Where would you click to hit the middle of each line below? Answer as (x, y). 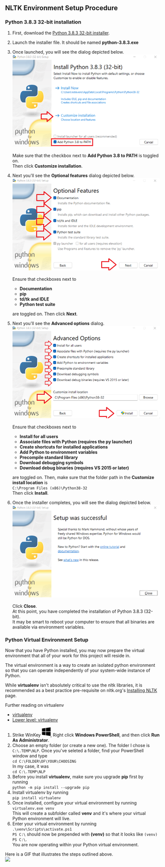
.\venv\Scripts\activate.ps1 (42, 829)
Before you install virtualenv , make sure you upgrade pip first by (78, 777)
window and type (30, 756)
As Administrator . (31, 740)
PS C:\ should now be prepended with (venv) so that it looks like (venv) (85, 834)
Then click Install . (30, 493)
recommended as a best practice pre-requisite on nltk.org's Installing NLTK (81, 690)
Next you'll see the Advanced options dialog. (58, 323)
